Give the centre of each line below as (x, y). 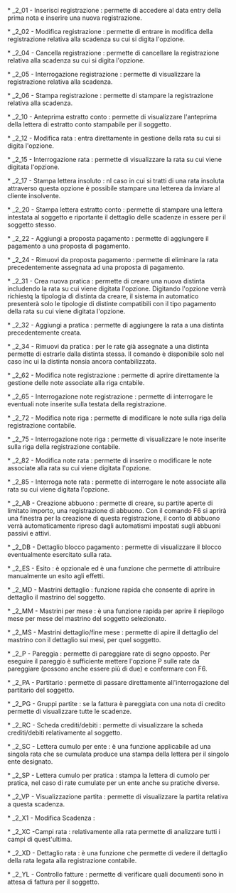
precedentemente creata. (44, 332)
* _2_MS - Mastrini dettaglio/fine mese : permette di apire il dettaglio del (113, 632)
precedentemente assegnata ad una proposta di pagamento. (96, 267)
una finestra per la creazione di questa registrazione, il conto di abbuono (114, 518)
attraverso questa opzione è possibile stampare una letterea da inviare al (114, 188)
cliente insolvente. (34, 196)
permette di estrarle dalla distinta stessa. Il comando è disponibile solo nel (116, 354)
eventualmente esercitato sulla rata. (60, 554)
